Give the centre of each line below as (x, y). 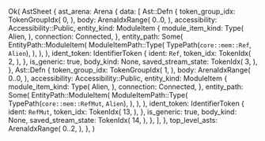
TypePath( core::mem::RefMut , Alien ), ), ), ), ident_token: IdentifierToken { (127, 103)
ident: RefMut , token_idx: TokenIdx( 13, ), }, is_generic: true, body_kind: (123, 112)
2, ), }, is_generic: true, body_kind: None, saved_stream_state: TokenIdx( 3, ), (133, 61)
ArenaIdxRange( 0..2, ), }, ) (52, 128)
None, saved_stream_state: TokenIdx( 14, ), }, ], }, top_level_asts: (113, 120)
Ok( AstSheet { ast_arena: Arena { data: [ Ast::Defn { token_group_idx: (122, 11)
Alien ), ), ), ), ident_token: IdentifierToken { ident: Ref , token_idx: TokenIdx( (130, 53)
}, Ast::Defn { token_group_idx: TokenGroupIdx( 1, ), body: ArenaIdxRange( (129, 70)
